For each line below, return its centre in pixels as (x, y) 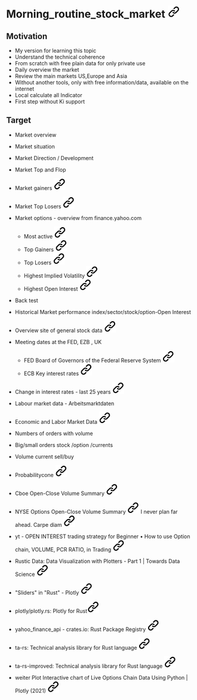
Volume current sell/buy (44, 456)
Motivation (27, 36)
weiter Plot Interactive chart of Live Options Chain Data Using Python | (101, 677)
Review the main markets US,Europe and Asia (71, 76)
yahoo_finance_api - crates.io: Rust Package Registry (80, 629)
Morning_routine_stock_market (86, 14)
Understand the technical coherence (60, 57)
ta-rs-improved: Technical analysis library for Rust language (89, 666)
